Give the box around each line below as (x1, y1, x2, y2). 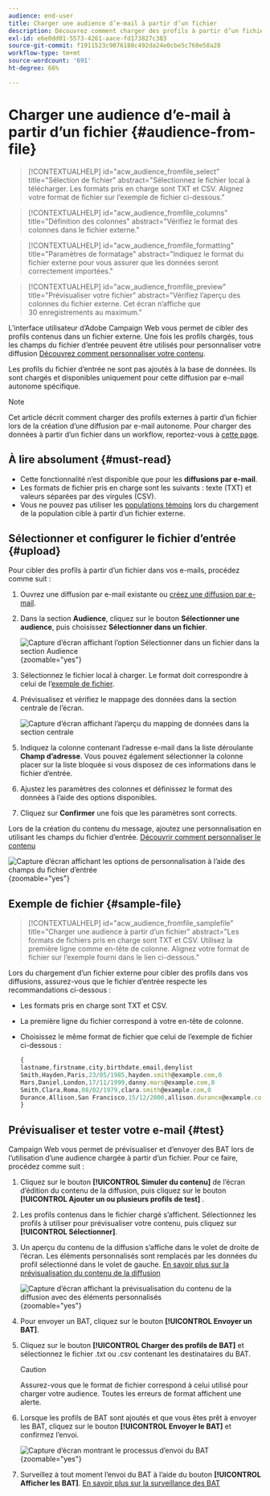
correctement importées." (27, 266, 114, 276)
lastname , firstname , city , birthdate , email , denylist (19, 1063, 194, 1071)
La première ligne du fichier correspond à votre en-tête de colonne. (19, 1017, 243, 1026)
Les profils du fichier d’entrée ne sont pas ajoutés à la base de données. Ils (8, 364, 256, 374)
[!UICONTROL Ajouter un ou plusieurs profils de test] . (19, 1194, 205, 1204)
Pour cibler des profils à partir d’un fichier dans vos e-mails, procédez (8, 565, 240, 575)
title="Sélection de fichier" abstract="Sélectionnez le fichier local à (27, 175, 251, 185)
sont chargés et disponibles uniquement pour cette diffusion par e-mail (8, 372, 244, 382)
